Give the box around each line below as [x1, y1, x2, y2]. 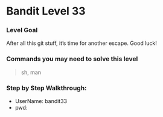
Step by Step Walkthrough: [6, 84, 87, 92]
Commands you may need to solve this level [6, 55, 138, 63]
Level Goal [6, 26, 38, 35]
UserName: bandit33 [14, 98, 68, 105]
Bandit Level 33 [6, 4, 86, 18]
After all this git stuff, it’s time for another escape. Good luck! [6, 39, 157, 47]
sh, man [21, 69, 41, 76]
